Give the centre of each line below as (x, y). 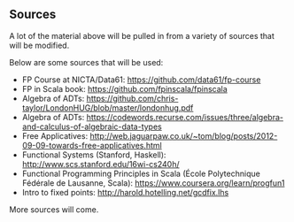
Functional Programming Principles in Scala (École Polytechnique (141, 173)
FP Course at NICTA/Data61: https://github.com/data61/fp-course (141, 80)
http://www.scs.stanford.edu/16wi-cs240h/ (101, 164)
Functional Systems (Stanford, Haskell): (94, 155)
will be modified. (39, 45)
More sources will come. (54, 209)
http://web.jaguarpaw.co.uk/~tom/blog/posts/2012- (184, 135)
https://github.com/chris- (132, 98)
